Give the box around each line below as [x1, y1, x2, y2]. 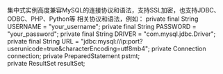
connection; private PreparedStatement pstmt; [7, 52, 140, 60]
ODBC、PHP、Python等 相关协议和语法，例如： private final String [7, 15, 199, 23]
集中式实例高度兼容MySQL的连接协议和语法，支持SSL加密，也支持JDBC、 [7, 6, 220, 14]
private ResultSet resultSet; [7, 59, 85, 67]
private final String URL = [7, 37, 80, 45]
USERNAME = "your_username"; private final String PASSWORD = [7, 23, 197, 30]
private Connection [151, 44, 206, 53]
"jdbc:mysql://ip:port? [81, 37, 143, 45]
